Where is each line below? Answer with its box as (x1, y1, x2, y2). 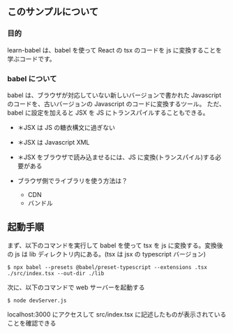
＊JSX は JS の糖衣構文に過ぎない (17, 123, 115, 131)
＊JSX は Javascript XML (17, 138, 90, 146)
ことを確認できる (7, 319, 57, 327)
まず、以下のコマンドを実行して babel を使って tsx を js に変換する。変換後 (7, 241, 223, 249)
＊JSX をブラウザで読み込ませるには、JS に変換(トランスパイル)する (17, 152, 216, 161)
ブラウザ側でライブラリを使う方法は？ (17, 176, 128, 184)
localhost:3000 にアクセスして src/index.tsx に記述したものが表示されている (7, 310, 227, 319)
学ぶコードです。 (7, 55, 56, 63)
